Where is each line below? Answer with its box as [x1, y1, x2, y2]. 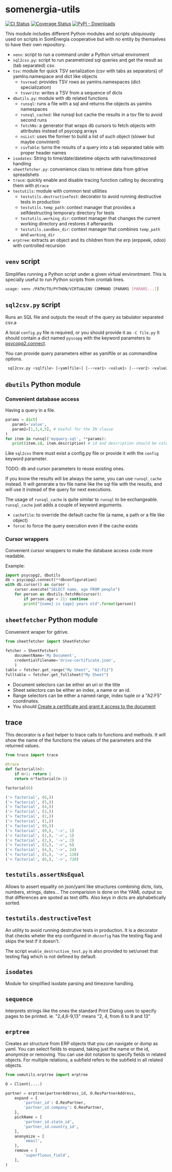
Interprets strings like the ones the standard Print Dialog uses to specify [5, 1008, 157, 1014]
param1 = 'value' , [12, 422, 47, 427]
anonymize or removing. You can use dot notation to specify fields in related [5, 1051, 166, 1057]
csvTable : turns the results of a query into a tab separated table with [20, 144, 164, 150]
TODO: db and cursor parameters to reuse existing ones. [5, 466, 125, 472]
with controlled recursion [12, 242, 66, 249]
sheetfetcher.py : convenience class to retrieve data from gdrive [12, 166, 148, 172]
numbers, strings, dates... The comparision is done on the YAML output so [5, 889, 162, 895]
